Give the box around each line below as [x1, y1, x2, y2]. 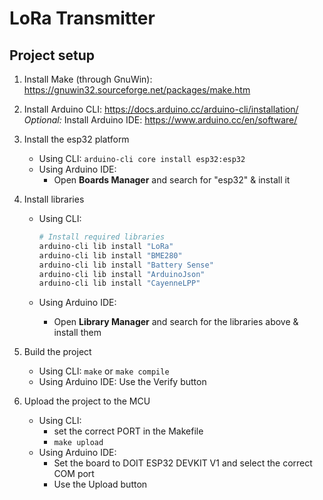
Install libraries [23, 193, 85, 205]
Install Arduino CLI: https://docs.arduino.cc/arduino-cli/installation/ [23, 103, 299, 115]
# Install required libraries [38, 232, 166, 242]
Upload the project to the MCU [23, 395, 151, 407]
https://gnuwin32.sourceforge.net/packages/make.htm [23, 84, 251, 96]
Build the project [23, 346, 92, 358]
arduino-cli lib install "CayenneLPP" [38, 278, 201, 289]
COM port [53, 468, 95, 480]
